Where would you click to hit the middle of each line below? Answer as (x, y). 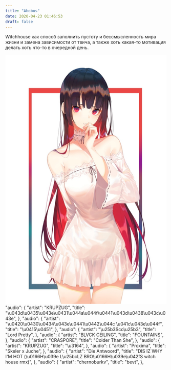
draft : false (19, 21)
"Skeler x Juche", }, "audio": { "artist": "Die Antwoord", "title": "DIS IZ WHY (84, 351)
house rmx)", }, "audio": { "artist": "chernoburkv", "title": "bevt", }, (74, 362)
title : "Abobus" (23, 11)
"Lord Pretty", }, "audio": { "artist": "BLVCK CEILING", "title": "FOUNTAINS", (84, 335)
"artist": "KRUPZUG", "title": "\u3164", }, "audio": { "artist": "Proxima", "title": (86, 345)
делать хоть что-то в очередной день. (47, 48)
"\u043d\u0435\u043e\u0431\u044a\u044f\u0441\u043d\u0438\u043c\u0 (85, 313)
